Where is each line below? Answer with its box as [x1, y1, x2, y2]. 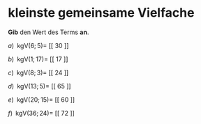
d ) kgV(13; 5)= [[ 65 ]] [8, 82, 72, 90]
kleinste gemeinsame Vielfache [8, 5, 195, 21]
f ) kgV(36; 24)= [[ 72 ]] [8, 109, 75, 117]
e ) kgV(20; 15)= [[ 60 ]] [8, 95, 75, 104]
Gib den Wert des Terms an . [8, 28, 89, 36]
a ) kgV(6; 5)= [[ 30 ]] [8, 41, 69, 49]
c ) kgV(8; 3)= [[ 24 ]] [8, 68, 69, 77]
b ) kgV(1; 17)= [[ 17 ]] [8, 54, 68, 63]
